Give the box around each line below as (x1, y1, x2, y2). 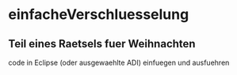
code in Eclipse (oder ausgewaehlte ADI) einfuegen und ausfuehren (8, 58, 230, 67)
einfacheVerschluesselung (8, 6, 189, 24)
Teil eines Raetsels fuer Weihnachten (8, 37, 196, 51)
